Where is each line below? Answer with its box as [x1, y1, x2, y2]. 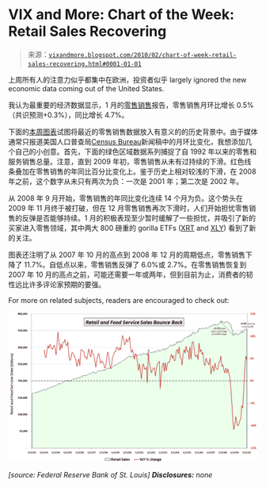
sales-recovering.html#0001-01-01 [27, 59, 142, 68]
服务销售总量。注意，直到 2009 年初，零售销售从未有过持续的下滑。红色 [8, 156, 245, 166]
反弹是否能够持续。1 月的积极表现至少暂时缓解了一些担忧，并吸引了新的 [21, 213, 256, 223]
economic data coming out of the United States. [8, 83, 165, 93]
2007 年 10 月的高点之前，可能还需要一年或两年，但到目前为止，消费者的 [8, 270, 247, 279]
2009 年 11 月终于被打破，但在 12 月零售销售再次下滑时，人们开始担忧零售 [8, 203, 249, 213]
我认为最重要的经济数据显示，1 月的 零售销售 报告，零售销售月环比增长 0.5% [8, 100, 254, 109]
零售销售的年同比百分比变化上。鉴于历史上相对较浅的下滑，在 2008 [35, 167, 256, 176]
